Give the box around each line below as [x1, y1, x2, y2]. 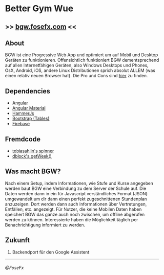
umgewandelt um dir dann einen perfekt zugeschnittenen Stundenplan [5, 196, 147, 202]
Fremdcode [5, 135, 41, 143]
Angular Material [12, 105, 46, 111]
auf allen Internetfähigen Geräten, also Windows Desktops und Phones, [5, 62, 149, 69]
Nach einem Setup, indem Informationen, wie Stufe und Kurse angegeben [5, 180, 154, 186]
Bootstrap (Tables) [12, 115, 50, 121]
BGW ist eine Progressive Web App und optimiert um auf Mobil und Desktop [5, 52, 158, 58]
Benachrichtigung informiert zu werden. [5, 222, 85, 228]
